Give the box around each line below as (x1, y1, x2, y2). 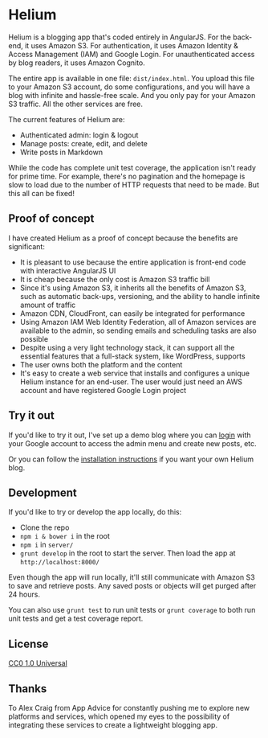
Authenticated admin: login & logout (19, 130, 139, 140)
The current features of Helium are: (8, 114, 125, 124)
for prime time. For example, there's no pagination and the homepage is (8, 171, 246, 181)
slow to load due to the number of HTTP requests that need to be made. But (8, 179, 259, 190)
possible (19, 334, 49, 343)
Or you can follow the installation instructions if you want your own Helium (8, 454, 254, 464)
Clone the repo (19, 523, 70, 532)
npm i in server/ (19, 540, 74, 550)
